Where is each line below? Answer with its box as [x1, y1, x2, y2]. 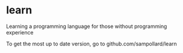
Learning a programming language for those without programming [6, 23, 167, 30]
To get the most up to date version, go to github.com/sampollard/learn [6, 40, 177, 47]
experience [6, 29, 34, 36]
